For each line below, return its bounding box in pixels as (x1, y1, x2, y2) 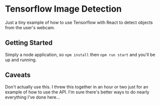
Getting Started (5, 39, 53, 47)
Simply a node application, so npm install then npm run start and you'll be (5, 52, 156, 57)
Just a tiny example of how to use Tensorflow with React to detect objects (5, 19, 153, 25)
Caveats (5, 71, 31, 79)
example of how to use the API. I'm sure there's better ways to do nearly (5, 89, 149, 95)
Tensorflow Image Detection (5, 3, 122, 15)
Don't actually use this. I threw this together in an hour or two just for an (5, 84, 149, 89)
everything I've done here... (5, 94, 60, 100)
